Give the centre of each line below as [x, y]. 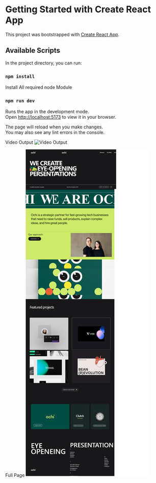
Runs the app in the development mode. [47, 112]
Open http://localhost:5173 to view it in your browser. [61, 117]
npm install [20, 76]
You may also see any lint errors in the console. [55, 133]
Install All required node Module [39, 87]
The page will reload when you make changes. [54, 127]
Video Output [19, 142]
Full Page [15, 475]
